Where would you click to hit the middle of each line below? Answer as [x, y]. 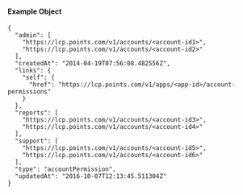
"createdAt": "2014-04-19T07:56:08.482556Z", [93, 64]
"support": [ [37, 141]
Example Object [35, 11]
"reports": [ [37, 113]
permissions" [29, 92]
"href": [42, 85]
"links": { [33, 71]
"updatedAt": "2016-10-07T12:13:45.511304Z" [91, 176]
